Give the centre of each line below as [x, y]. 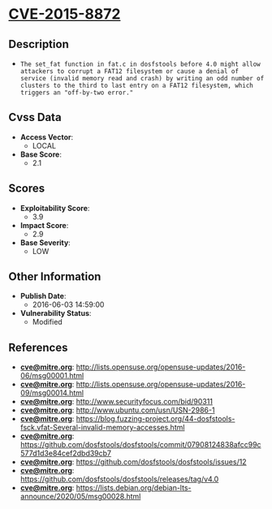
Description [39, 44]
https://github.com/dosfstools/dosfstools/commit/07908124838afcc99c [140, 445]
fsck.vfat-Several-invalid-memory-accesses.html [102, 428]
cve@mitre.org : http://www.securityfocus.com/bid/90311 [117, 402]
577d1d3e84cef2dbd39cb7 [66, 453]
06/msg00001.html [52, 376]
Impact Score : [44, 225]
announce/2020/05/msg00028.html [80, 497]
